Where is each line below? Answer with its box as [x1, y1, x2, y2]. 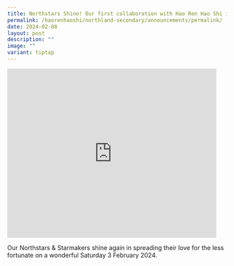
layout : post [7, 29, 45, 37]
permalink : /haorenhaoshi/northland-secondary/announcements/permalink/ [7, 17, 223, 24]
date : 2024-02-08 [7, 23, 58, 30]
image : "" [7, 42, 36, 49]
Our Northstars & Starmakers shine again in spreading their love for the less [7, 243, 224, 251]
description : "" [7, 36, 54, 43]
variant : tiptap [7, 49, 54, 56]
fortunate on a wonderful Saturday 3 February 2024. [7, 251, 158, 259]
